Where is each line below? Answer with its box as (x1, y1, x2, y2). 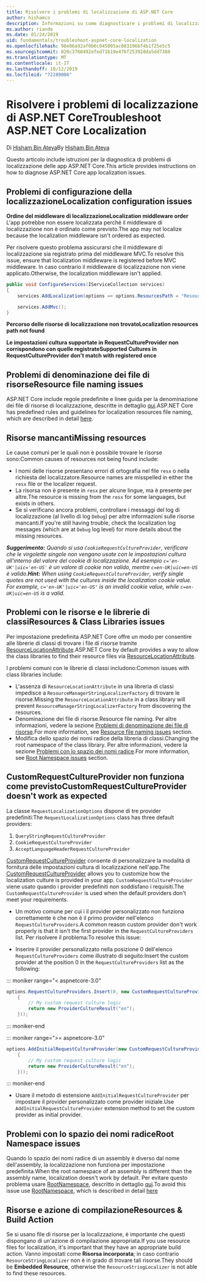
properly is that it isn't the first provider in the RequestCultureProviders (15, 927, 193, 934)
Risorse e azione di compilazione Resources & (6, 1205, 183, 1215)
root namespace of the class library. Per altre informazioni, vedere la (15, 741, 188, 748)
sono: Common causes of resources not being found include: (6, 455, 159, 462)
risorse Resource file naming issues (6, 379, 143, 389)
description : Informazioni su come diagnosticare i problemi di (6, 20, 173, 26)
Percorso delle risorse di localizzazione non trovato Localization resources (6, 320, 198, 328)
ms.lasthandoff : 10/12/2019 (6, 65, 78, 72)
